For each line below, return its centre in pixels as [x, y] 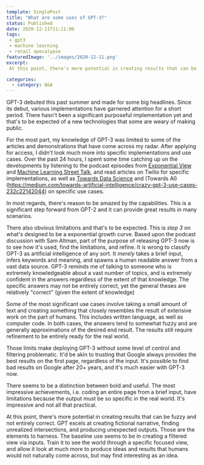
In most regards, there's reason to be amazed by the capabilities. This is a [99, 203]
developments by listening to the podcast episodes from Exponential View [99, 166]
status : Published [29, 23]
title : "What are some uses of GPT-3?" [57, 18]
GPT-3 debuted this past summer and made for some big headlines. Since [99, 102]
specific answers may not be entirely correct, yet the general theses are [96, 286]
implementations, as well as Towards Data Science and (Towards [87, 178]
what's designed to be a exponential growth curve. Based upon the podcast [101, 234]
